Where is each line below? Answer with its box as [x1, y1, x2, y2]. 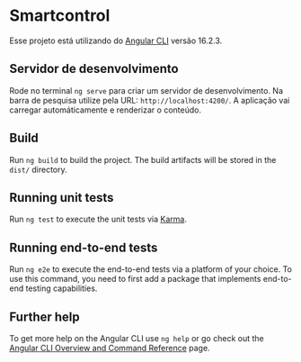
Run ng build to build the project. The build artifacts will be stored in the [9, 154, 277, 165]
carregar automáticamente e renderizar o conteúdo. [9, 104, 202, 115]
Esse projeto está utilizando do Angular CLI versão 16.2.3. [9, 35, 223, 46]
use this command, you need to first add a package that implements [9, 274, 261, 285]
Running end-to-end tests [9, 240, 158, 255]
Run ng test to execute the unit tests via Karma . [9, 213, 187, 225]
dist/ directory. [9, 164, 67, 175]
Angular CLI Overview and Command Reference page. [9, 343, 210, 353]
